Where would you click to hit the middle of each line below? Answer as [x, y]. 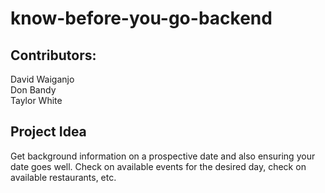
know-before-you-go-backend [141, 18]
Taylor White [36, 100]
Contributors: [53, 55]
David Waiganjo [42, 79]
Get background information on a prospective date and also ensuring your [163, 156]
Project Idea [48, 132]
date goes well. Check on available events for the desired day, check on [158, 166]
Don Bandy [33, 90]
